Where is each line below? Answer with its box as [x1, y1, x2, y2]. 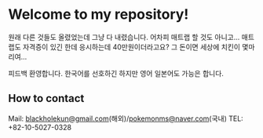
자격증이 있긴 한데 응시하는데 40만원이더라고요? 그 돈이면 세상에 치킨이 [22, 42, 241, 52]
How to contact [8, 92, 85, 105]
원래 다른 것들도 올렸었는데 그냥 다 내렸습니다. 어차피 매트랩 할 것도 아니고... [8, 32, 240, 42]
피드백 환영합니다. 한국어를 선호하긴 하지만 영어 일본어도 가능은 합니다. [8, 68, 224, 78]
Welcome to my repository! [8, 5, 189, 24]
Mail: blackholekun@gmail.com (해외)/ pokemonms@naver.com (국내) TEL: [8, 114, 243, 123]
